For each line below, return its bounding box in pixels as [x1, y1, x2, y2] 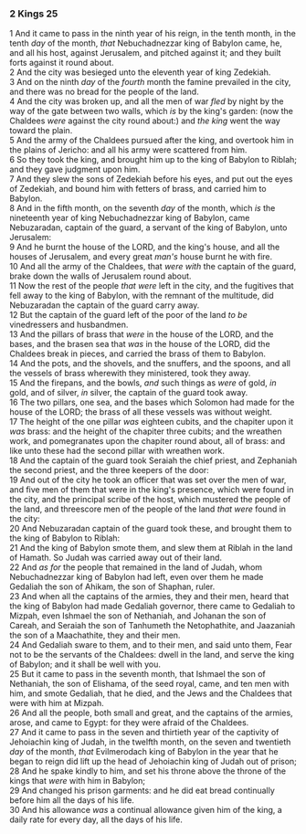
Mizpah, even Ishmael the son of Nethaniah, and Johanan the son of [9, 610, 267, 621]
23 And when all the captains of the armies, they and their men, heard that [9, 591, 290, 602]
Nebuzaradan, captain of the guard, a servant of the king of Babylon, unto [9, 222, 288, 233]
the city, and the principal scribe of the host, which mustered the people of [9, 494, 291, 505]
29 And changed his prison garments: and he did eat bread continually [9, 785, 276, 797]
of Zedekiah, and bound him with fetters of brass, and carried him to [9, 184, 267, 195]
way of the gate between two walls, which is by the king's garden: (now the [9, 106, 294, 117]
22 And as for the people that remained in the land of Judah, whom [9, 562, 263, 573]
